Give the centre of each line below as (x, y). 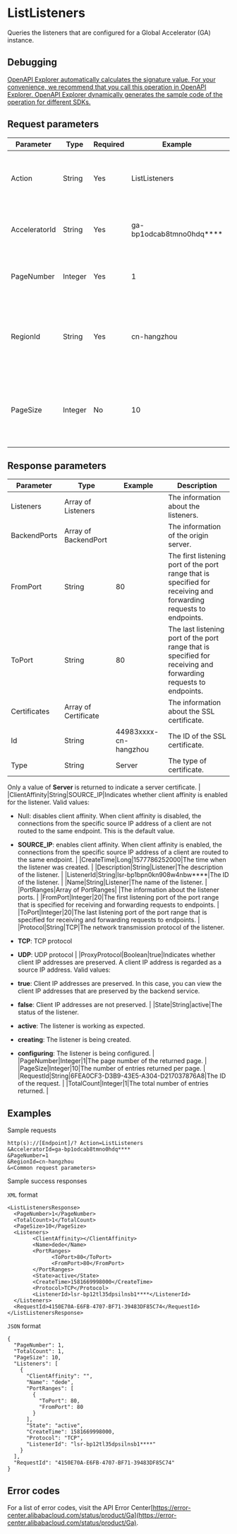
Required (109, 144)
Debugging (32, 63)
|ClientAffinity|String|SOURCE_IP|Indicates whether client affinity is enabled (117, 795)
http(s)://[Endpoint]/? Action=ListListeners (75, 1144)
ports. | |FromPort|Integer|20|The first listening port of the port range (118, 897)
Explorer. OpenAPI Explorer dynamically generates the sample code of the (115, 94)
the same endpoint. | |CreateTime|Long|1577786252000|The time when (122, 860)
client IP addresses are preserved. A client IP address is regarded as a (120, 963)
